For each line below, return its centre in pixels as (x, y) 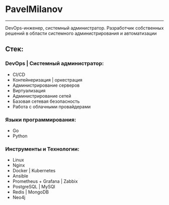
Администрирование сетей (42, 96)
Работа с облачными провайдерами (52, 106)
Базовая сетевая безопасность (46, 101)
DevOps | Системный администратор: (55, 63)
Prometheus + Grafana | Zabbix (45, 181)
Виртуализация (29, 90)
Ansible (20, 176)
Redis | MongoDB (31, 192)
